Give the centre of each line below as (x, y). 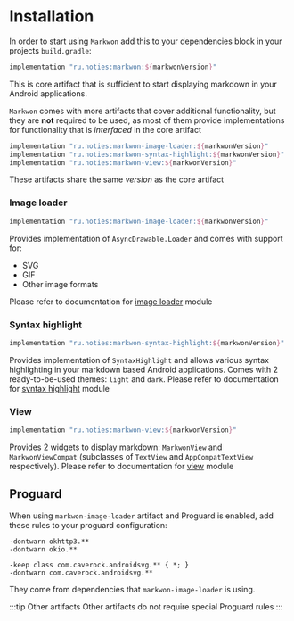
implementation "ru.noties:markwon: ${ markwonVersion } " (113, 67)
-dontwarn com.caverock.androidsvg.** (81, 573)
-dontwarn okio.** (43, 549)
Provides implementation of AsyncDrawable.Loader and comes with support (146, 238)
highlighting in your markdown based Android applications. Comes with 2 (144, 369)
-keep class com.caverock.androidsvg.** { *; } (99, 565)
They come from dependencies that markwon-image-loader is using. (132, 589)
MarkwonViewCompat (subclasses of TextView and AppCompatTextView (131, 456)
